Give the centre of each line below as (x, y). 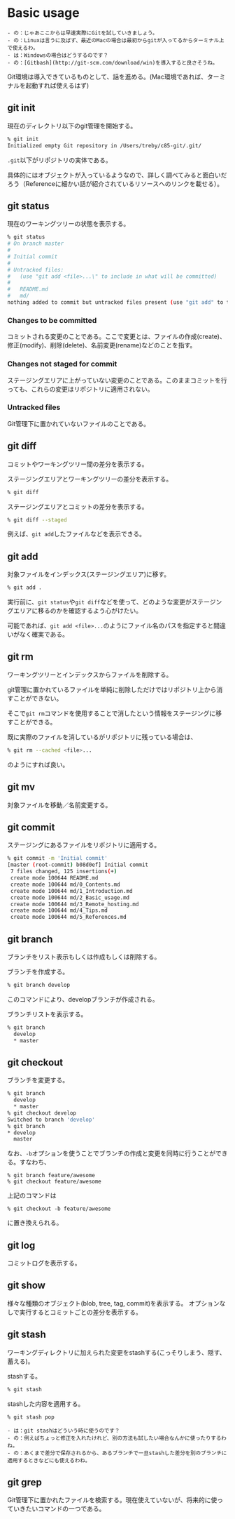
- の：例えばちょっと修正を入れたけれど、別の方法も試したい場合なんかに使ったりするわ (117, 1438)
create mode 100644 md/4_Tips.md (59, 910)
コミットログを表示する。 (44, 1263)
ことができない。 (38, 698)
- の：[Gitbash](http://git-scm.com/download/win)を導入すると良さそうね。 (113, 62)
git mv (21, 787)
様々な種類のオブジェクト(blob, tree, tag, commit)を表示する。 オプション (113, 1303)
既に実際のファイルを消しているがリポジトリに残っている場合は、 (102, 737)
